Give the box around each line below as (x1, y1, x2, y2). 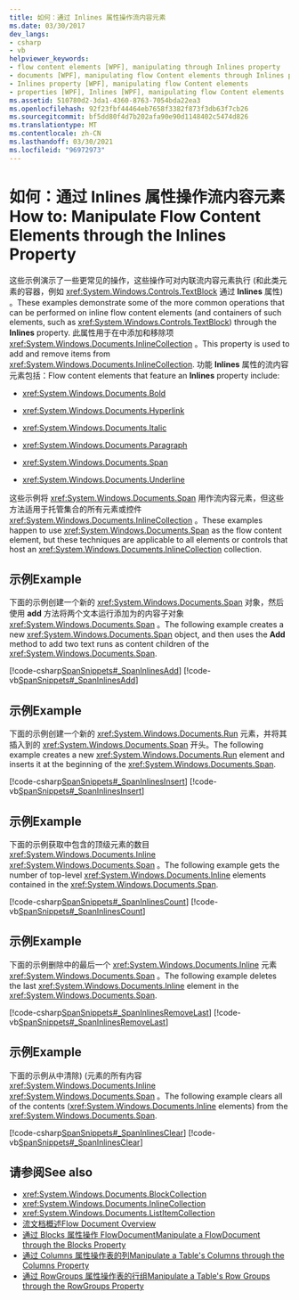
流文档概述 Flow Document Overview (21, 1218, 157, 1230)
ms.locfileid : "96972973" (9, 145, 105, 154)
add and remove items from (9, 348, 111, 359)
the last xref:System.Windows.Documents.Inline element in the (9, 980, 239, 991)
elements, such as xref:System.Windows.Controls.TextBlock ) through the (9, 316, 278, 327)
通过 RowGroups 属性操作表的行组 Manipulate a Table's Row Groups (21, 1271, 271, 1281)
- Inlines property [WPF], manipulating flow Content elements (9, 79, 249, 88)
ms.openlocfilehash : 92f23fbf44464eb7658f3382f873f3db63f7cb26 (9, 104, 249, 113)
